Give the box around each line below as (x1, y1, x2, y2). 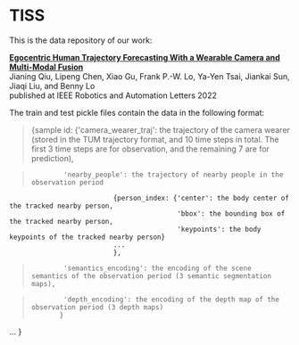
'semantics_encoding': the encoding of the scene (63, 264, 252, 273)
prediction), (30, 152, 74, 163)
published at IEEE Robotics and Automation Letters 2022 (9, 90, 217, 101)
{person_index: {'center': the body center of (112, 193, 290, 202)
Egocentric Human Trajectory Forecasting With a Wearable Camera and (9, 52, 281, 62)
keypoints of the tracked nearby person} (9, 233, 166, 242)
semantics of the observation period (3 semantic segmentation (30, 271, 272, 281)
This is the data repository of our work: (9, 35, 153, 45)
